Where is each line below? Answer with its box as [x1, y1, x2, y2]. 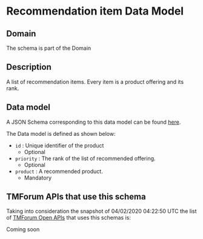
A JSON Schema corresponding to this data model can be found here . [6, 118, 181, 126]
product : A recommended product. [15, 167, 103, 175]
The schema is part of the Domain [6, 44, 92, 52]
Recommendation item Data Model [6, 4, 184, 18]
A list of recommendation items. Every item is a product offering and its [6, 78, 184, 86]
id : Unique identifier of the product [15, 141, 104, 149]
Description [6, 62, 52, 72]
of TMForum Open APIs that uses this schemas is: [6, 214, 131, 221]
